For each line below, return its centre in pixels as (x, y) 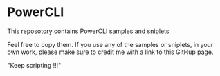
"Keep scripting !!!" (34, 65)
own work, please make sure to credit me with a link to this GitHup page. (110, 52)
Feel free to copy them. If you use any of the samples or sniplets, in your (110, 44)
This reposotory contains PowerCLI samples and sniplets (88, 31)
